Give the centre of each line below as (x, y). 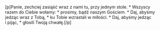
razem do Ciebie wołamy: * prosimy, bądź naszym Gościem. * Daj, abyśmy (80, 12)
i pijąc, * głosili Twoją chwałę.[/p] (38, 22)
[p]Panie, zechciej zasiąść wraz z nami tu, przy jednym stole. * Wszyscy (78, 7)
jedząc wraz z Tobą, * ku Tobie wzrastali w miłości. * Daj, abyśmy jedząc (78, 17)
